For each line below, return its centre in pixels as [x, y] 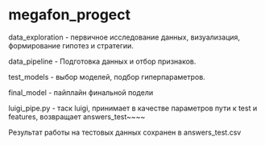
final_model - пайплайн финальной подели [81, 92]
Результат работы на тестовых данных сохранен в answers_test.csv [125, 132]
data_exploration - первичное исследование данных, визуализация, [124, 37]
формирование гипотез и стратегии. [71, 45]
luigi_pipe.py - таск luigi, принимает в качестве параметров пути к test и [133, 108]
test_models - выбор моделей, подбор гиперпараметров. [107, 77]
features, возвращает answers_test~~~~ [77, 116]
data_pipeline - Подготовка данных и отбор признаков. [102, 61]
